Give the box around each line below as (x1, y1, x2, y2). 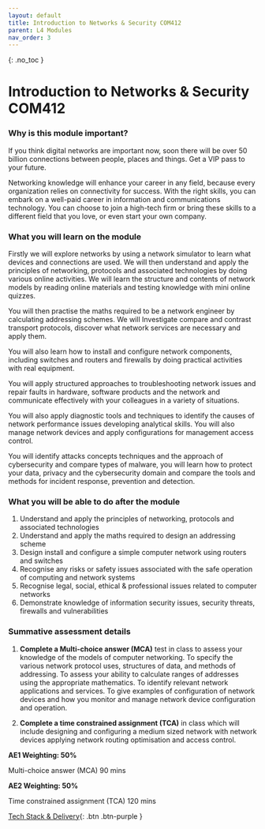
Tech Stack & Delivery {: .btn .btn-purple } (8, 811, 144, 821)
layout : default (8, 11, 62, 20)
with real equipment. (8, 364, 75, 373)
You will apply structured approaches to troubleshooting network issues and (8, 379, 256, 388)
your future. (8, 163, 47, 172)
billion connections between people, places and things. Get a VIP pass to (8, 154, 246, 163)
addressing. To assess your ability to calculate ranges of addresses (19, 669, 239, 679)
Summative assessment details (8, 626, 132, 637)
